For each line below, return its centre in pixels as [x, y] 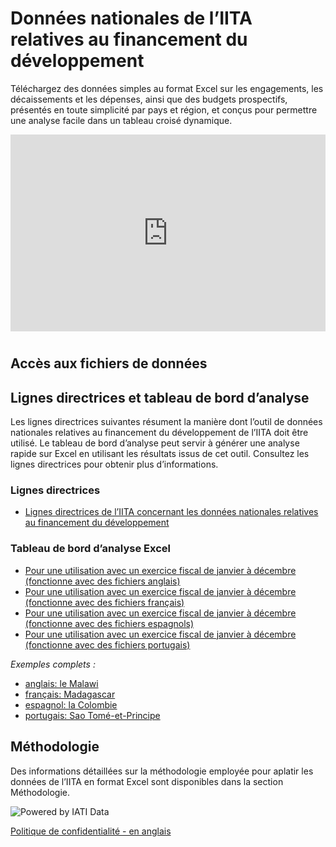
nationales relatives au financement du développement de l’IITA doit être [159, 433]
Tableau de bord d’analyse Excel [90, 549]
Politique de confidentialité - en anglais [91, 831]
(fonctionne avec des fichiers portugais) [107, 644]
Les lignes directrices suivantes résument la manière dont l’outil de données [166, 422]
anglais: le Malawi [61, 683]
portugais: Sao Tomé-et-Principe [92, 715]
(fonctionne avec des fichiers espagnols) [109, 623]
